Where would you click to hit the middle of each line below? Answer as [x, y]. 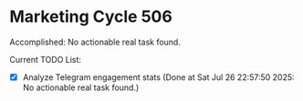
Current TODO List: [46, 59]
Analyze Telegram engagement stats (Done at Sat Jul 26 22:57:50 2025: [158, 77]
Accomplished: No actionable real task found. [95, 42]
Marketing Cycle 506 [91, 17]
